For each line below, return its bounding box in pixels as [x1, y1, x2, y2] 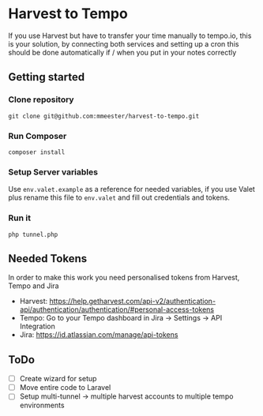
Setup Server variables [8, 167, 99, 178]
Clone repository [8, 94, 74, 105]
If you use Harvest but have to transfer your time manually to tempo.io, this [8, 31, 252, 40]
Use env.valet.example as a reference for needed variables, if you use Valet [8, 185, 255, 194]
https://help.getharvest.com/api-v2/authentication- [49, 297, 216, 306]
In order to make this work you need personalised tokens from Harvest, [8, 273, 240, 283]
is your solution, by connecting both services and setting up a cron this [8, 39, 239, 48]
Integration [19, 321, 55, 332]
